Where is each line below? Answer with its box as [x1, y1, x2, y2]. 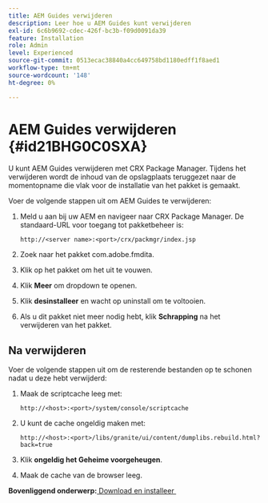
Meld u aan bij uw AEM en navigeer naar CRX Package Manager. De [19, 211, 244, 221]
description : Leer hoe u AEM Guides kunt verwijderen [8, 19, 192, 27]
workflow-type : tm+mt [8, 64, 81, 72]
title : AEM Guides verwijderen [8, 11, 113, 20]
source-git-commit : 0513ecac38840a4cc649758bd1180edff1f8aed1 [8, 57, 220, 65]
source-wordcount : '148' [8, 71, 91, 79]
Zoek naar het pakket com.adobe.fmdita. [19, 250, 154, 260]
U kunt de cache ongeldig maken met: [19, 418, 146, 429]
